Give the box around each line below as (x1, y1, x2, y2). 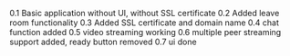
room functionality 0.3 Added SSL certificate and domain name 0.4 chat (9, 17, 280, 28)
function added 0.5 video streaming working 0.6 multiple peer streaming (9, 27, 282, 37)
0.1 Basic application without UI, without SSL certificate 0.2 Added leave (9, 8, 280, 18)
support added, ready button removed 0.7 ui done (9, 36, 198, 47)
